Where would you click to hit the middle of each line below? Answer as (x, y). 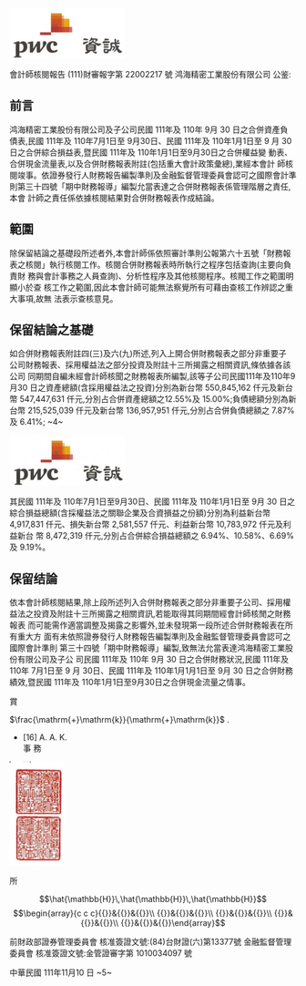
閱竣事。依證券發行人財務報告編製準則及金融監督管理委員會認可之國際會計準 (153, 175)
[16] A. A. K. (45, 737)
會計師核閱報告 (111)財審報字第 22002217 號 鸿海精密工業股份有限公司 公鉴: (150, 74)
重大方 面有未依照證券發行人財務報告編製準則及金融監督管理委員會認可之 (154, 637)
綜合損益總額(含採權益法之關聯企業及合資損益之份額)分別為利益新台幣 (140, 513)
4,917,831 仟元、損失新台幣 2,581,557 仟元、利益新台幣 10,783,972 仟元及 (147, 524)
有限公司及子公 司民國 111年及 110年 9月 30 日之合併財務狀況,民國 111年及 (153, 660)
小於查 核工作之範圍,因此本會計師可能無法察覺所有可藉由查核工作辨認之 (151, 287)
